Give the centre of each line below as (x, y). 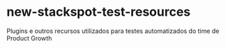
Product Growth (29, 38)
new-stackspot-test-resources (99, 12)
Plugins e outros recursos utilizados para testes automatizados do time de (113, 31)
